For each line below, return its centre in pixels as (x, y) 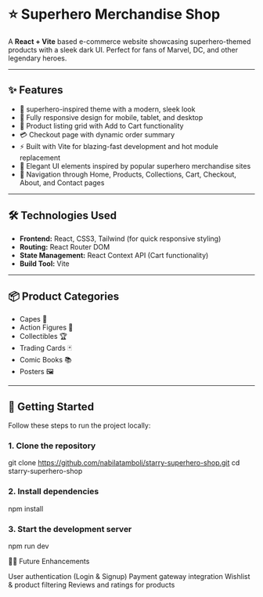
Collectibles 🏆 (43, 337)
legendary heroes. (38, 58)
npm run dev (29, 546)
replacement (40, 158)
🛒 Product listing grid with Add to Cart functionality (101, 126)
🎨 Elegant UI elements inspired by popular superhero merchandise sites (135, 166)
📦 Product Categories (64, 296)
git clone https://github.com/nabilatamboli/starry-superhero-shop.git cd (124, 463)
